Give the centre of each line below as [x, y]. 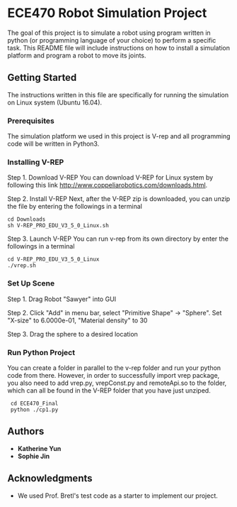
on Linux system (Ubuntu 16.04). [55, 102]
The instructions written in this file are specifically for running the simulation [118, 94]
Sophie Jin [34, 456]
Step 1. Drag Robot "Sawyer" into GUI [62, 299]
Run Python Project [41, 352]
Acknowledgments [50, 478]
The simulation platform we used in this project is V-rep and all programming [119, 136]
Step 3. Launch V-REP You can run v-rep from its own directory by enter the [118, 239]
